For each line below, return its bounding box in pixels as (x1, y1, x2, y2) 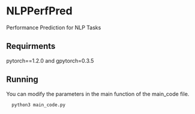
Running (6, 75, 39, 85)
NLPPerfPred (6, 4, 73, 18)
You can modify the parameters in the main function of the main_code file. (6, 90, 190, 97)
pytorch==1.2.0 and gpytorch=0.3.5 (6, 57, 94, 64)
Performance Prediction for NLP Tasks (6, 24, 101, 31)
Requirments (6, 41, 56, 51)
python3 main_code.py (11, 101, 66, 108)
